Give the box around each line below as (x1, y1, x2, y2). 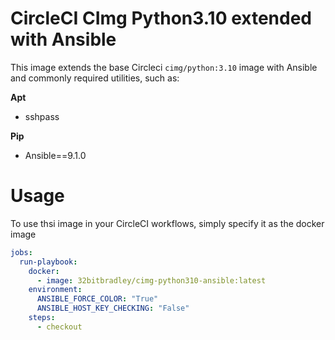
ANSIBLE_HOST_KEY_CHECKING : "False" (36, 303, 190, 314)
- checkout (36, 322, 83, 332)
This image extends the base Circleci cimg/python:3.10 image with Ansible (10, 61, 318, 73)
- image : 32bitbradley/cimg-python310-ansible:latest (36, 275, 267, 286)
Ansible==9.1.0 (24, 149, 87, 161)
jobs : (10, 247, 33, 257)
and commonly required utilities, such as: (10, 72, 180, 84)
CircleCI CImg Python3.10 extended (10, 7, 312, 30)
